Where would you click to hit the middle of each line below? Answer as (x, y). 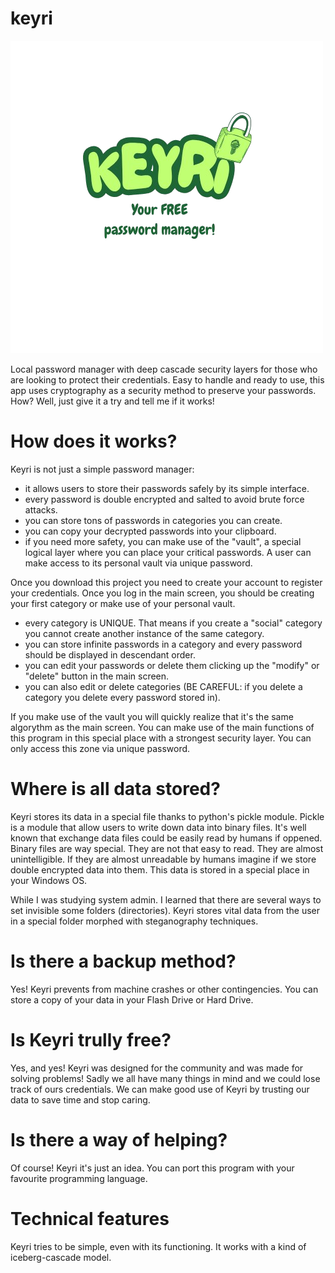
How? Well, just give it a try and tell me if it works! (112, 401)
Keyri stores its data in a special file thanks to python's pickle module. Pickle (167, 816)
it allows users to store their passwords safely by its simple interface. (167, 488)
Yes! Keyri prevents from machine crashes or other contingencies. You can (164, 989)
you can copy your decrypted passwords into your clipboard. (150, 531)
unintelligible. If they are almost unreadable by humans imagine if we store (163, 859)
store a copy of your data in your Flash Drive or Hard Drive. (132, 999)
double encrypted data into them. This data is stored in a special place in (160, 869)
